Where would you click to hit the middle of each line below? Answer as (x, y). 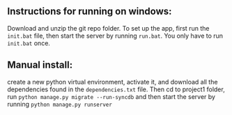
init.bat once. (29, 43)
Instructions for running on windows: (90, 11)
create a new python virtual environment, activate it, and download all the (113, 82)
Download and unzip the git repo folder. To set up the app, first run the (108, 28)
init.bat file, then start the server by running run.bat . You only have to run (115, 36)
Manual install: (40, 65)
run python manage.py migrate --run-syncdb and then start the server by (111, 96)
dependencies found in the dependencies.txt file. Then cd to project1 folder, (116, 89)
